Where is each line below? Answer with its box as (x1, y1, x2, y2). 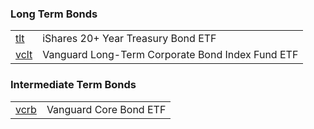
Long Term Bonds (10, 7, 98, 21)
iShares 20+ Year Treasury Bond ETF (42, 32, 217, 46)
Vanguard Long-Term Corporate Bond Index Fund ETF (42, 48, 299, 62)
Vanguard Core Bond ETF (46, 102, 167, 116)
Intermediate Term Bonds (10, 78, 137, 92)
